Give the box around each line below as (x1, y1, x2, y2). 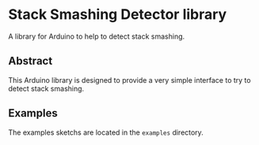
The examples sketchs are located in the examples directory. (8, 128, 204, 137)
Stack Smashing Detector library (8, 6, 227, 24)
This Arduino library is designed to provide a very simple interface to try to (8, 75, 251, 84)
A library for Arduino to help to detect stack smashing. (8, 32, 185, 41)
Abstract (8, 54, 53, 68)
